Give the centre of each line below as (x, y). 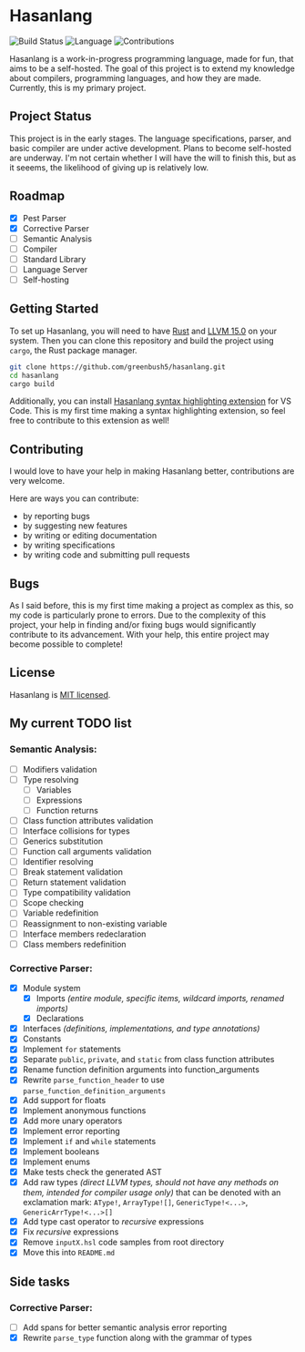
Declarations (60, 1019)
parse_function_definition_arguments (94, 1091)
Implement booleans (61, 1151)
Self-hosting (46, 280)
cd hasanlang (34, 375)
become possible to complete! (66, 644)
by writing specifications (69, 545)
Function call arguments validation (87, 852)
